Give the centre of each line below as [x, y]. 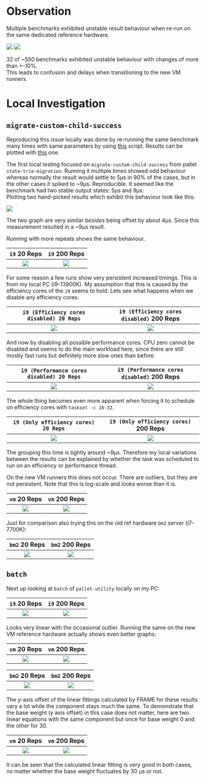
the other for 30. [27, 725]
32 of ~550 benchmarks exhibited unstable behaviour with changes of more [103, 59]
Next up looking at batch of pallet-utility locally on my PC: [83, 588]
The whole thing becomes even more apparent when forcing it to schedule [101, 400]
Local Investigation [56, 104]
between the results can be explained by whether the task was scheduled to [103, 459]
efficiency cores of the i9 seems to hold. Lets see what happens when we [100, 291]
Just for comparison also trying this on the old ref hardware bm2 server [95, 523]
